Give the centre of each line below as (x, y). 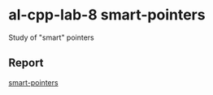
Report (26, 63)
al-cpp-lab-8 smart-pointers (107, 15)
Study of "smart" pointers (52, 37)
